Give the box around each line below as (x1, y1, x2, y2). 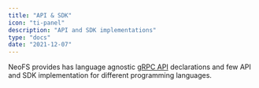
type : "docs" (8, 33, 51, 42)
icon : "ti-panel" (8, 19, 65, 27)
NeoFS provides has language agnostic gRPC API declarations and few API (8, 62, 252, 71)
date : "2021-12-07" (8, 41, 72, 49)
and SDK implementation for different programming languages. (8, 71, 213, 80)
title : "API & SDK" (8, 11, 72, 20)
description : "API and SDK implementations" (8, 26, 157, 34)
